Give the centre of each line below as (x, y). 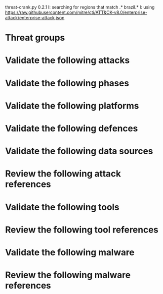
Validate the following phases (67, 83)
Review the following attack (63, 174)
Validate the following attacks (67, 60)
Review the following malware (68, 275)
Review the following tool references (82, 230)
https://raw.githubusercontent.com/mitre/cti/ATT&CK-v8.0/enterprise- (76, 12)
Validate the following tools (62, 207)
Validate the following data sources (79, 151)
